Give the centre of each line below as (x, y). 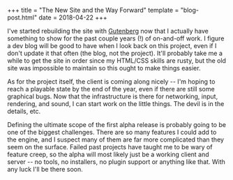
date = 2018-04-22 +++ (73, 17)
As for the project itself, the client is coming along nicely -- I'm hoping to (111, 82)
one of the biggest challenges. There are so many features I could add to (112, 132)
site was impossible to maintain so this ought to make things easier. (104, 68)
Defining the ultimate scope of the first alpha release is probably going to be (117, 125)
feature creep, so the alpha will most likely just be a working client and (108, 154)
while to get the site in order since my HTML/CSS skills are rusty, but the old (117, 61)
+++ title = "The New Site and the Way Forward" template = (93, 10)
